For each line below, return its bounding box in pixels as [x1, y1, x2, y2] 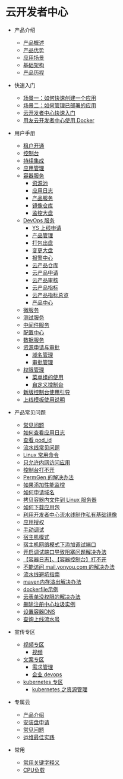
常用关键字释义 [23, 759, 60, 766]
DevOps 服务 [23, 216, 55, 224]
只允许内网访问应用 [23, 458, 71, 466]
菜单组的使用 [31, 373, 64, 381]
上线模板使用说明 [23, 395, 65, 403]
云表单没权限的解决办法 [23, 593, 81, 600]
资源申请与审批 [23, 344, 60, 351]
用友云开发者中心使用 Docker [23, 116, 94, 124]
